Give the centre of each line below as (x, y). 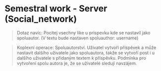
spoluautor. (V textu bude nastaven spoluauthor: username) (78, 38)
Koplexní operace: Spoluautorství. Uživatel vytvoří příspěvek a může (86, 47)
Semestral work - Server (56, 9)
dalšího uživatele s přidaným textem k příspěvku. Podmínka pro (81, 58)
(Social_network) (41, 19)
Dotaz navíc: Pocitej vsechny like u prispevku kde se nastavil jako (83, 33)
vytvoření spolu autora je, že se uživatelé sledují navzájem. (77, 63)
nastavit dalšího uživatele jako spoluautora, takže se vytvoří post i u (86, 53)
